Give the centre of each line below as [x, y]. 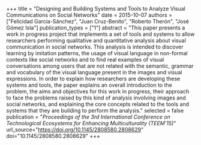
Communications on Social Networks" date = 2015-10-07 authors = [89, 15]
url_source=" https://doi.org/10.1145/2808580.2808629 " [75, 129]
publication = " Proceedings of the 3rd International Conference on [88, 117]
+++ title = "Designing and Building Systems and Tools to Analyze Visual [96, 9]
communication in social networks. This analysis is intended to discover [95, 47]
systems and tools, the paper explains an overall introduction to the [89, 85]
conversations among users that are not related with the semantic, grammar [100, 66]
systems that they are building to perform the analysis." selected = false [95, 111]
